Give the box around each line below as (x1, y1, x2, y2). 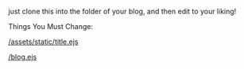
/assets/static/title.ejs (8, 37, 79, 46)
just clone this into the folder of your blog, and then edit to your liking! (8, 7, 237, 16)
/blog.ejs (8, 53, 37, 61)
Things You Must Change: (8, 22, 94, 31)
